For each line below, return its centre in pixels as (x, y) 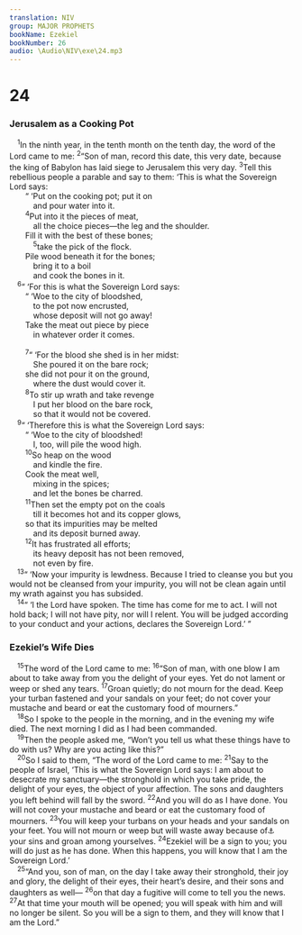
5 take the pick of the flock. (82, 246)
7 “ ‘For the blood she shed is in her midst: (102, 354)
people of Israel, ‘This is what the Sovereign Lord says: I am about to (137, 770)
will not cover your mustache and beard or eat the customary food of (137, 810)
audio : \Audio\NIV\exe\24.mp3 (66, 51)
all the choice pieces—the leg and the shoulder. (121, 226)
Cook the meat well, (62, 475)
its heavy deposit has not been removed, (109, 554)
